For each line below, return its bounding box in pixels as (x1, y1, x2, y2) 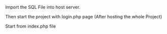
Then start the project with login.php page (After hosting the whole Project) (5, 14, 162, 19)
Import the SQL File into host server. (5, 4, 80, 10)
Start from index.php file (5, 23, 56, 29)
